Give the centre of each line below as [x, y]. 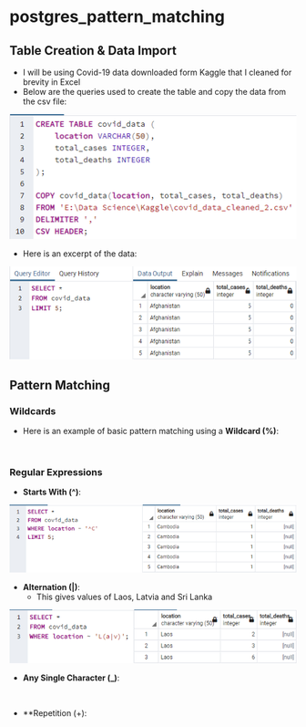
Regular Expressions [56, 473]
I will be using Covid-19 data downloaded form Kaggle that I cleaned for [157, 72]
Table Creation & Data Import [93, 51]
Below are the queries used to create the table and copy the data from [154, 92]
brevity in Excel [51, 82]
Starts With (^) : [52, 492]
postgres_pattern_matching [117, 17]
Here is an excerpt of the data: [80, 254]
